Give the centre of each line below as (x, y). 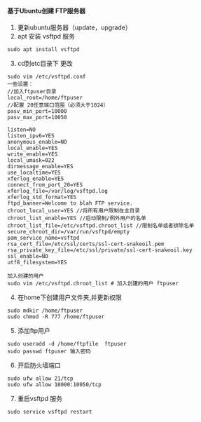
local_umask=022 (31, 161)
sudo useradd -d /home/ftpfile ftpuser (67, 344)
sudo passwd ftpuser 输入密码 (49, 352)
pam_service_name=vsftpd (43, 238)
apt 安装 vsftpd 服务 (46, 36)
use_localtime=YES (34, 173)
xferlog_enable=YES (36, 179)
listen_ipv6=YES (31, 136)
